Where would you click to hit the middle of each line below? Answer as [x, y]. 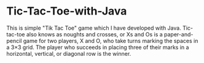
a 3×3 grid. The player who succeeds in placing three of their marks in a [98, 47]
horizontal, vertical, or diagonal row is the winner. [69, 53]
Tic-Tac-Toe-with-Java [67, 11]
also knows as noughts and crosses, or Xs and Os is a [94, 34]
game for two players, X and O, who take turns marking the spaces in [111, 41]
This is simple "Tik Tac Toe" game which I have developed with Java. [94, 28]
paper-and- [178, 34]
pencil [14, 41]
